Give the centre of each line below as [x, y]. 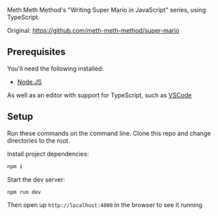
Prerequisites [36, 52]
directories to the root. [39, 141]
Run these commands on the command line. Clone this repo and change [109, 133]
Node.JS [29, 82]
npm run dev [24, 192]
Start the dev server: [36, 179]
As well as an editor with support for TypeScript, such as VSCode [99, 95]
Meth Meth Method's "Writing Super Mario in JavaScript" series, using [107, 10]
